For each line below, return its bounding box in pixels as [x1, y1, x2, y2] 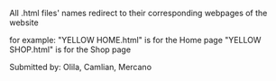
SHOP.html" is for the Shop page [9, 44, 132, 55]
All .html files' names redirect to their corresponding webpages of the [9, 8, 268, 18]
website [9, 17, 39, 28]
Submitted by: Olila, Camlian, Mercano [9, 62, 152, 72]
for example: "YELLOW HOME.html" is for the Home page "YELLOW [9, 35, 262, 45]
